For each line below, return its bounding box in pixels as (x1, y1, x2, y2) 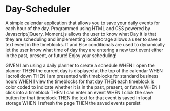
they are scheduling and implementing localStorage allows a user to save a (5, 36, 162, 42)
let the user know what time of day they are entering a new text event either (5, 47, 164, 53)
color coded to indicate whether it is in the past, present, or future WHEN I (5, 84, 160, 90)
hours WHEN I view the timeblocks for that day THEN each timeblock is (5, 78, 155, 85)
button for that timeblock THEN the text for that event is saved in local (5, 95, 151, 101)
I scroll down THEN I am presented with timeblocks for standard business (5, 73, 159, 79)
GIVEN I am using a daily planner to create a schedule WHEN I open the (5, 62, 155, 68)
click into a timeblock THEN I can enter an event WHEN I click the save (5, 89, 153, 95)
